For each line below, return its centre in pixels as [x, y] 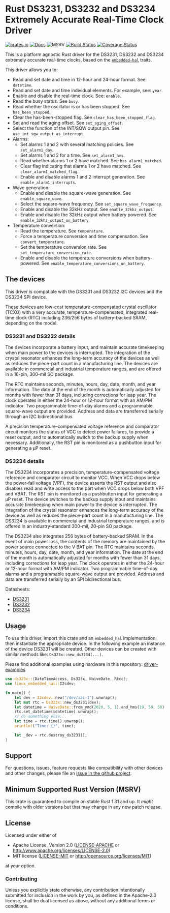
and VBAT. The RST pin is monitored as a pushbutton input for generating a [84, 494]
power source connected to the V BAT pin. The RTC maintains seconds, [80, 547]
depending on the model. [31, 323]
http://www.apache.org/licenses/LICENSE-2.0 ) [61, 850]
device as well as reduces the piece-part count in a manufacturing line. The [84, 516]
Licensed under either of [31, 835]
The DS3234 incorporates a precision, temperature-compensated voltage [82, 472]
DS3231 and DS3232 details [40, 336]
